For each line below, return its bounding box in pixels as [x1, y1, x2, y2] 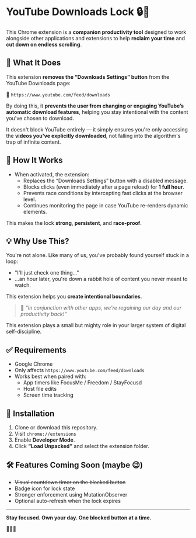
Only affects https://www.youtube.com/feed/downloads [14, 367, 145, 374]
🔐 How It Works [6, 155, 63, 165]
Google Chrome [14, 360, 53, 367]
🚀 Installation [6, 408, 55, 418]
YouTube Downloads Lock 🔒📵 [6, 5, 150, 19]
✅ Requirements [6, 345, 67, 355]
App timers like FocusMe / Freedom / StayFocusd [23, 379, 142, 386]
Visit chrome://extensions [14, 431, 77, 437]
